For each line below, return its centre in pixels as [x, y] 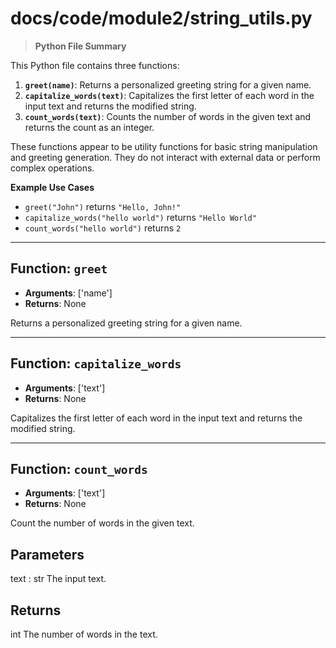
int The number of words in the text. [84, 634]
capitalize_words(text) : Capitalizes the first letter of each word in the [169, 95]
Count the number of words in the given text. [102, 523]
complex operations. [52, 168]
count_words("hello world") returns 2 [103, 228]
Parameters [47, 554]
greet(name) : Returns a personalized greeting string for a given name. [168, 84]
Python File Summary [80, 46]
